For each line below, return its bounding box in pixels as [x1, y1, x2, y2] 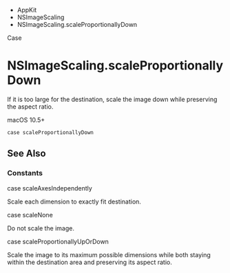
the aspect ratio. [7, 102, 54, 111]
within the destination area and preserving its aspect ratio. [7, 258, 172, 266]
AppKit [17, 6, 37, 14]
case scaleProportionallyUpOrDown [7, 237, 109, 245]
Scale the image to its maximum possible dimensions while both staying [7, 250, 211, 259]
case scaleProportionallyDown [7, 129, 94, 136]
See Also [7, 148, 46, 160]
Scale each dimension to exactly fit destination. [7, 197, 141, 206]
